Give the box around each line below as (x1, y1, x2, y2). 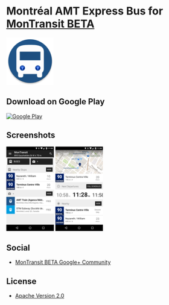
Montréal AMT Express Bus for (6, 4, 164, 18)
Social (6, 242, 30, 253)
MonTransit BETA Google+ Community (14, 259, 111, 266)
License (6, 276, 37, 286)
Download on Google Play (6, 96, 105, 107)
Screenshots (6, 130, 56, 140)
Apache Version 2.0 (14, 292, 65, 300)
